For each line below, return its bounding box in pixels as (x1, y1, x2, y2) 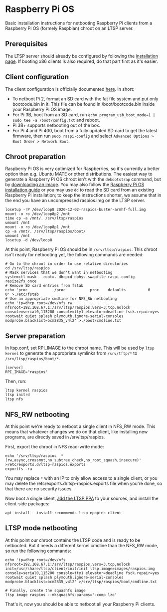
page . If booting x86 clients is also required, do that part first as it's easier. (5, 58, 158, 64)
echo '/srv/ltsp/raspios (5, 453, 57, 458)
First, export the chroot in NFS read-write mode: (5, 444, 104, 449)
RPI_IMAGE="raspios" (5, 370, 48, 375)
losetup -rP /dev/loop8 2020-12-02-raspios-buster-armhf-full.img (5, 207, 146, 212)
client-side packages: (5, 501, 50, 507)
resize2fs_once (5, 279, 37, 284)
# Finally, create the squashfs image (5, 588, 86, 593)
